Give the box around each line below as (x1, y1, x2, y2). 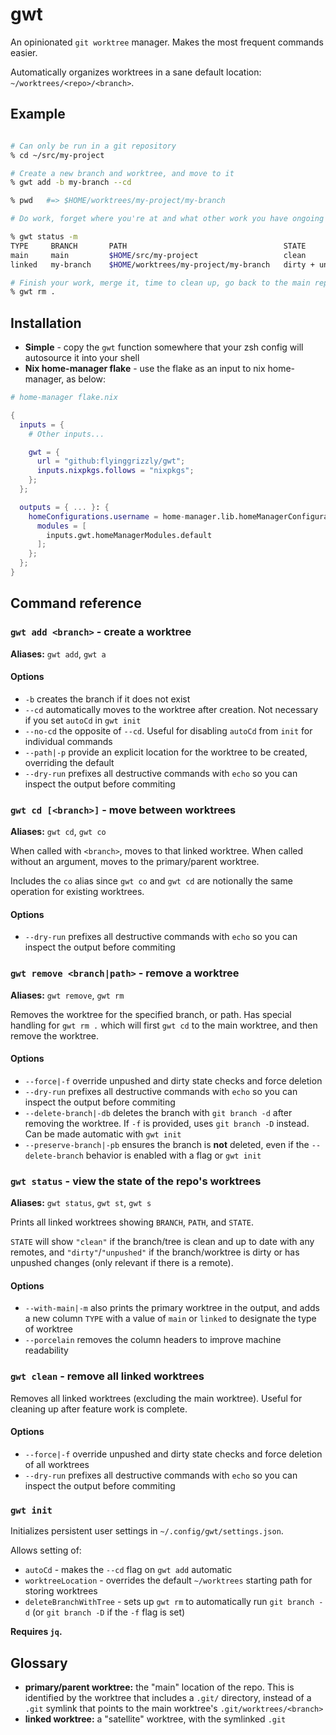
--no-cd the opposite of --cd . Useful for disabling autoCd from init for (24, 724, 313, 737)
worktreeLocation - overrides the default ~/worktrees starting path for (24, 1574, 313, 1587)
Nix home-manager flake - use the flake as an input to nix (24, 363, 266, 375)
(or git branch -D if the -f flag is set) (31, 1606, 186, 1618)
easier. (10, 46, 38, 58)
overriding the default (24, 756, 115, 768)
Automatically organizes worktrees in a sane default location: (10, 66, 262, 78)
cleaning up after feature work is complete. (10, 1403, 188, 1415)
